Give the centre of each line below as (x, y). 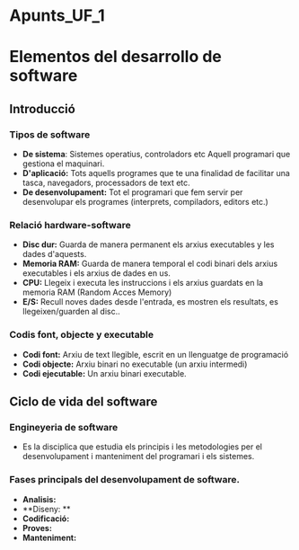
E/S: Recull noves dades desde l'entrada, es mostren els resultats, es (150, 302)
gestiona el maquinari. (63, 164)
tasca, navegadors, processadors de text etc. (106, 183)
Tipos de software (50, 134)
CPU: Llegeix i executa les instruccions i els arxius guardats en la (142, 283)
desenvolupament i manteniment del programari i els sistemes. (138, 457)
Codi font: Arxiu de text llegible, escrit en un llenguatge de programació (155, 354)
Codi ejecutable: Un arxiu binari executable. (104, 373)
